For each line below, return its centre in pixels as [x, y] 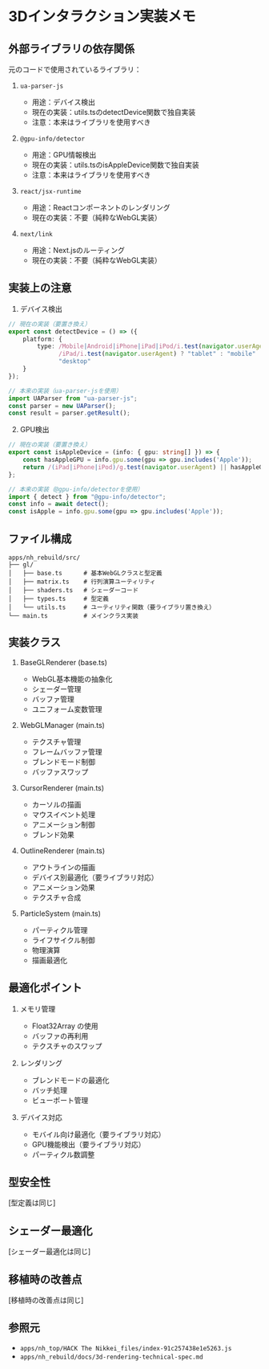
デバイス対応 [41, 1117]
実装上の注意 [40, 288]
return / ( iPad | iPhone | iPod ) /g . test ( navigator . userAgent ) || [125, 467]
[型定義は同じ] [32, 1203]
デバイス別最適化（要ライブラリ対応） [95, 877]
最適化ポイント [45, 988]
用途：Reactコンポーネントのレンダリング [101, 207]
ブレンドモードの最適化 [70, 1080]
